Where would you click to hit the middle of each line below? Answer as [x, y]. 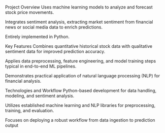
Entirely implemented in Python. [37, 37]
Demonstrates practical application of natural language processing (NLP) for [82, 76]
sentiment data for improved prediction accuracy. [55, 51]
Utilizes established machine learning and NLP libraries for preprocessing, [80, 105]
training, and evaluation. [30, 111]
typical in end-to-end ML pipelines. [41, 66]
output [12, 125]
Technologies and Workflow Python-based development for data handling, [81, 90]
